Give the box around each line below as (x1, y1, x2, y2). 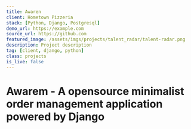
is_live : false (6, 59, 44, 64)
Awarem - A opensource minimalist (6, 84, 184, 98)
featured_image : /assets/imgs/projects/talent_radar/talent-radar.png (6, 36, 186, 42)
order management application (6, 97, 163, 110)
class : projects (6, 53, 47, 59)
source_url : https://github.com (6, 31, 87, 37)
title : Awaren (6, 8, 42, 15)
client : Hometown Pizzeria (6, 14, 73, 20)
